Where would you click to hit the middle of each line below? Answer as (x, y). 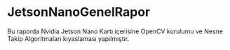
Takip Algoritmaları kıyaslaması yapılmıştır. (68, 38)
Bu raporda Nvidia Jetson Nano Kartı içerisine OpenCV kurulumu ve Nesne (115, 31)
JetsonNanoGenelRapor (79, 12)
